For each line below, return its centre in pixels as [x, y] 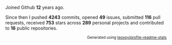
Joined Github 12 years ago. [35, 7]
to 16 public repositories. [31, 28]
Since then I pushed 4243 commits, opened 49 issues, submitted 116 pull [83, 17]
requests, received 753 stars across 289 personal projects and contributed [84, 23]
